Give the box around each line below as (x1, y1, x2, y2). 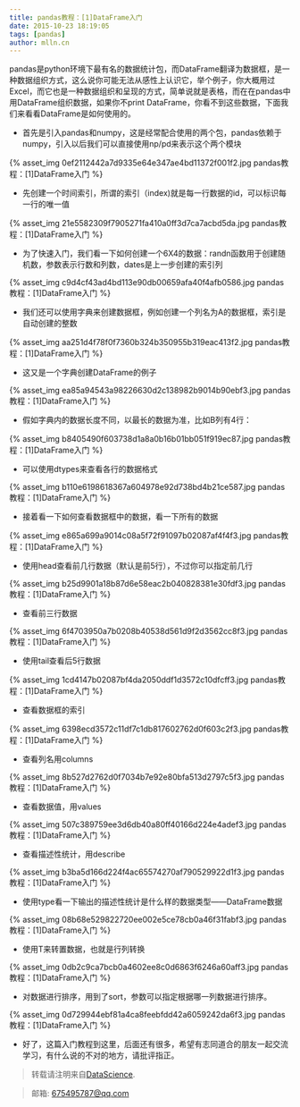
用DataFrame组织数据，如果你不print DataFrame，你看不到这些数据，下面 (9, 97, 281, 108)
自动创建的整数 (21, 318, 78, 329)
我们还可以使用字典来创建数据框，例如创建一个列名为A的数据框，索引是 (21, 307, 287, 317)
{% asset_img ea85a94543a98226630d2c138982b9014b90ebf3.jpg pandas (9, 385, 291, 396)
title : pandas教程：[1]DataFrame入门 (9, 13, 143, 22)
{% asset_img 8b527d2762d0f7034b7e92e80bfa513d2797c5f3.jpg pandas (9, 772, 285, 782)
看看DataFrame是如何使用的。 (24, 108, 136, 119)
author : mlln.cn (9, 38, 70, 47)
